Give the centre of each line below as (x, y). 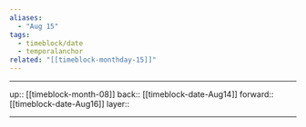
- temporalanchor (51, 52)
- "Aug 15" (38, 26)
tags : (20, 34)
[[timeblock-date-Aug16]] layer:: (70, 104)
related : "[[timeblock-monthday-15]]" (83, 60)
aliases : (26, 18)
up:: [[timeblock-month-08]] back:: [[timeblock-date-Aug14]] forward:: (142, 94)
